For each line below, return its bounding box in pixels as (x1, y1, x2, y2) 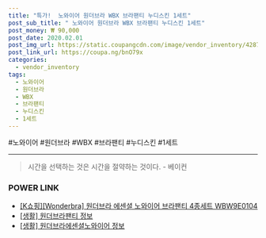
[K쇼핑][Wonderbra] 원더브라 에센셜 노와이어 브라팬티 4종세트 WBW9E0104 (19, 202, 258, 211)
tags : (8, 71, 26, 79)
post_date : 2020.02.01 (8, 33, 83, 42)
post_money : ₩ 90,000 (8, 26, 80, 34)
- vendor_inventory (15, 63, 80, 71)
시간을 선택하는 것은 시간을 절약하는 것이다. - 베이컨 (27, 162, 188, 171)
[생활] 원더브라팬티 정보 (19, 211, 93, 221)
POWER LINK (8, 182, 59, 193)
